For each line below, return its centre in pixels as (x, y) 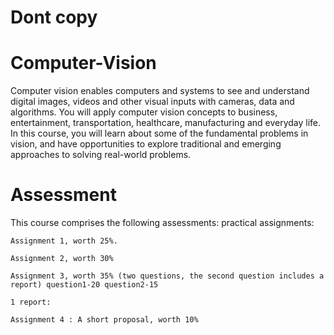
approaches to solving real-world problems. (101, 155)
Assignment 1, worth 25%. (64, 241)
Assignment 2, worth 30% (62, 259)
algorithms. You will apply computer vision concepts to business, (144, 112)
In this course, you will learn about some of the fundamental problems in (159, 133)
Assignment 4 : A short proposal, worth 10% (104, 320)
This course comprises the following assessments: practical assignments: (162, 223)
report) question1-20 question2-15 (84, 285)
